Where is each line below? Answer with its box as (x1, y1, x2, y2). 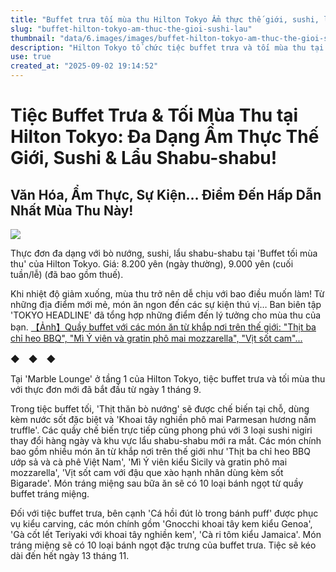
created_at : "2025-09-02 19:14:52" (10, 61, 159, 71)
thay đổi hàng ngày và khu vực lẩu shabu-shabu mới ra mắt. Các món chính (10, 435, 322, 446)
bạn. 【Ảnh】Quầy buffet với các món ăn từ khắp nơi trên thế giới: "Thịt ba (10, 321, 317, 333)
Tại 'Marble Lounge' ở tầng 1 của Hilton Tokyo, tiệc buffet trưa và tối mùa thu (10, 373, 326, 385)
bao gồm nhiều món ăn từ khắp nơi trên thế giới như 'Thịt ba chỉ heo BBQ (10, 446, 311, 457)
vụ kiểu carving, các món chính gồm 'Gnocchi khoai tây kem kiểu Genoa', (10, 518, 313, 530)
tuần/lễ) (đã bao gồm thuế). (10, 269, 124, 280)
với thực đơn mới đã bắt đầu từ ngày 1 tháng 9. (10, 384, 202, 395)
